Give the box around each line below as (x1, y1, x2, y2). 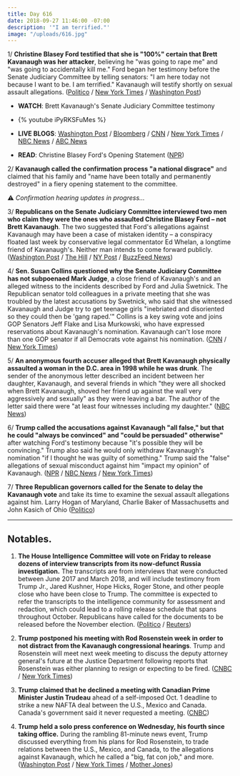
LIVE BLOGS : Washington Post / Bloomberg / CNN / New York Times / (17, 129, 224, 138)
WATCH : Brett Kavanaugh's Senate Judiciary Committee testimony (17, 101, 216, 111)
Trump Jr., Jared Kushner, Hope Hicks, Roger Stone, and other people (17, 583, 224, 591)
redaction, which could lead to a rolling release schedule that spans (17, 605, 217, 614)
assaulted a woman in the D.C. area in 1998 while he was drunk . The (7, 364, 213, 373)
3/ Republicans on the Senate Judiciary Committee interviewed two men (7, 208, 227, 216)
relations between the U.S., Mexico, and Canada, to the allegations (17, 745, 214, 754)
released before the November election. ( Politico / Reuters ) (17, 620, 191, 629)
